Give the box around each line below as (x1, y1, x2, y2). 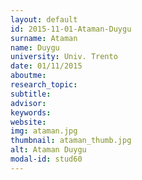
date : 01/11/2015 (10, 61, 83, 71)
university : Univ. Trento (10, 52, 118, 62)
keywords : (10, 107, 52, 118)
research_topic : (10, 80, 78, 90)
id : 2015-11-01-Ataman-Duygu (10, 24, 132, 34)
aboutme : (10, 71, 47, 81)
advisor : (10, 98, 47, 108)
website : (10, 117, 47, 127)
